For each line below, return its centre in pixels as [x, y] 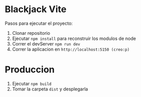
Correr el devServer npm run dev [46, 43]
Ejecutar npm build [32, 83]
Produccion [30, 70]
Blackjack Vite [36, 9]
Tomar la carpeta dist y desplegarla [50, 89]
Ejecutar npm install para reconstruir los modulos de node [74, 38]
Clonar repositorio [31, 33]
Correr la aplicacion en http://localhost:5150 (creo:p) [71, 49]
